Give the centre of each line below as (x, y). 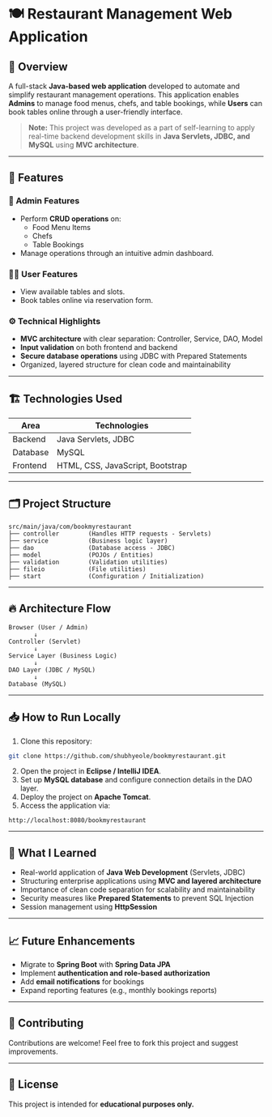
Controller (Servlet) (45, 642)
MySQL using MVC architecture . (83, 145)
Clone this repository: (56, 741)
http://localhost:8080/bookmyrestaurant (78, 821)
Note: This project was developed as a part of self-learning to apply (141, 128)
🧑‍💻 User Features (43, 274)
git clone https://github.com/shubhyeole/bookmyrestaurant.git (117, 756)
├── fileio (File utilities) (78, 569)
